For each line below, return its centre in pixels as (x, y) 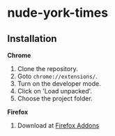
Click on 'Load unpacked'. (55, 91)
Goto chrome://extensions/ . (57, 76)
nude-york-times (58, 13)
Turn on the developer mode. (59, 84)
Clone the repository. (47, 69)
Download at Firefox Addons (58, 126)
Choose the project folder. (55, 98)
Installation (32, 39)
